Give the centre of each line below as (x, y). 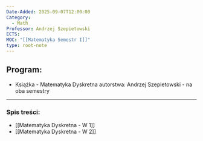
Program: (24, 70)
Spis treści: (23, 112)
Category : (19, 17)
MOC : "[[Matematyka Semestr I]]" (48, 40)
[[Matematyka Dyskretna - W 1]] (55, 125)
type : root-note (27, 46)
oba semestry (32, 90)
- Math (20, 23)
